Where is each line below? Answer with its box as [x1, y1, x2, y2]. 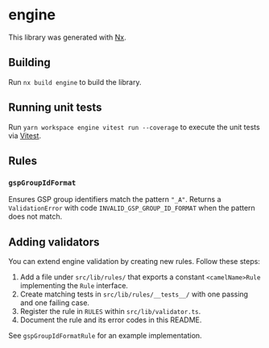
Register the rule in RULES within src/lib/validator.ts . [19, 307, 201, 317]
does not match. [8, 212, 63, 221]
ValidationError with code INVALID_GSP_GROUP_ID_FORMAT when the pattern [8, 203, 255, 213]
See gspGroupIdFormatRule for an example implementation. [8, 331, 203, 341]
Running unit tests [8, 101, 102, 115]
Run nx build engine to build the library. [8, 77, 142, 86]
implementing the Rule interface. [19, 281, 129, 291]
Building [8, 56, 51, 69]
